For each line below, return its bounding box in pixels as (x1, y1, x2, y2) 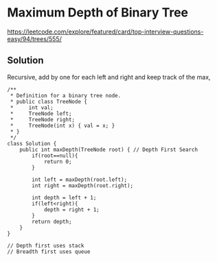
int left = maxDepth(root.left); (32, 176, 128, 183)
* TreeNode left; (10, 110, 72, 117)
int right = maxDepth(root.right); (32, 182, 134, 189)
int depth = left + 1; (32, 194, 97, 201)
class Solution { (7, 140, 57, 147)
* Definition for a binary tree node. (10, 92, 122, 99)
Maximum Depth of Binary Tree (7, 5, 189, 21)
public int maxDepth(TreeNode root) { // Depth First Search (19, 146, 198, 153)
